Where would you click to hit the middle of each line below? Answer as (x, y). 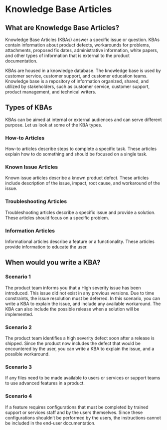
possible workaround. (27, 354)
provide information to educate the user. (47, 247)
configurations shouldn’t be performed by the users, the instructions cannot (83, 417)
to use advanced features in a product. (45, 383)
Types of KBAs (29, 108)
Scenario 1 (18, 277)
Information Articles (30, 230)
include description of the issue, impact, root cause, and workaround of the (83, 183)
